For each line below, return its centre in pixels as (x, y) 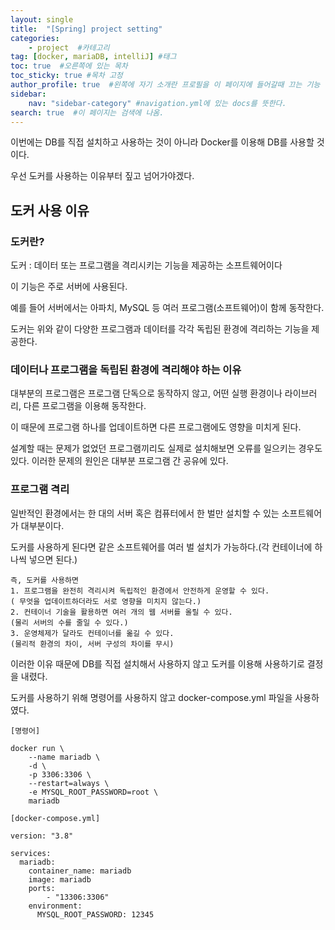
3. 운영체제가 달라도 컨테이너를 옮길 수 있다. (92, 633)
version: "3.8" (42, 836)
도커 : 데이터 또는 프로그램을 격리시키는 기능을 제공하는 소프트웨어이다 (146, 265)
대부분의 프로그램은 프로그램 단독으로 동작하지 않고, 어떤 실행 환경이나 (146, 393)
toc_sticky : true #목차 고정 (66, 76)
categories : (35, 38)
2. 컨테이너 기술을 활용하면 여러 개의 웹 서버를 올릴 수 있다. (121, 612)
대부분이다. (42, 525)
